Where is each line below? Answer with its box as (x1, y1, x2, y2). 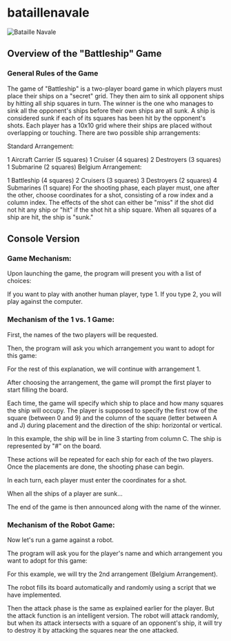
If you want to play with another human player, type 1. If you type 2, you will (7, 290, 222, 298)
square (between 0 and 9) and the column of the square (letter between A (7, 413, 217, 422)
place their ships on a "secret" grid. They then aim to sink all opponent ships (7, 91, 225, 100)
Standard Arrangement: (7, 142, 74, 150)
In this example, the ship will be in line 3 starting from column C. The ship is (7, 434, 222, 442)
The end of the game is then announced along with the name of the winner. (7, 503, 221, 511)
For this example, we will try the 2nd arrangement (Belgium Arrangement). (7, 570, 219, 578)
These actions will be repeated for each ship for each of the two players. (7, 455, 214, 463)
